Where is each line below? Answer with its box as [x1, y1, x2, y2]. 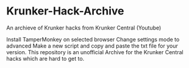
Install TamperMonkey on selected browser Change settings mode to [6, 36, 180, 43]
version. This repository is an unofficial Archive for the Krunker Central [6, 48, 184, 55]
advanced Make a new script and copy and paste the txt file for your [6, 42, 178, 49]
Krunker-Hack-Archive [6, 4, 124, 18]
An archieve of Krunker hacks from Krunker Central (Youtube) [6, 24, 162, 31]
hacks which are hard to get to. [6, 55, 85, 62]
